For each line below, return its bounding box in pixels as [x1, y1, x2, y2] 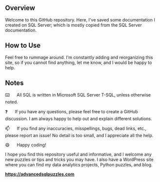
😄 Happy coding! [5, 142, 46, 148]
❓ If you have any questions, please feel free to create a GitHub [5, 109, 138, 115]
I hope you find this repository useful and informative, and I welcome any [5, 151, 152, 158]
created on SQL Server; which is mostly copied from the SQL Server [5, 22, 142, 28]
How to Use [5, 41, 41, 50]
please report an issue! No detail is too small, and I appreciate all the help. [5, 133, 154, 139]
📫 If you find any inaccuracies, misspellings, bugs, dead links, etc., [5, 125, 147, 131]
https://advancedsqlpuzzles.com [5, 171, 75, 177]
